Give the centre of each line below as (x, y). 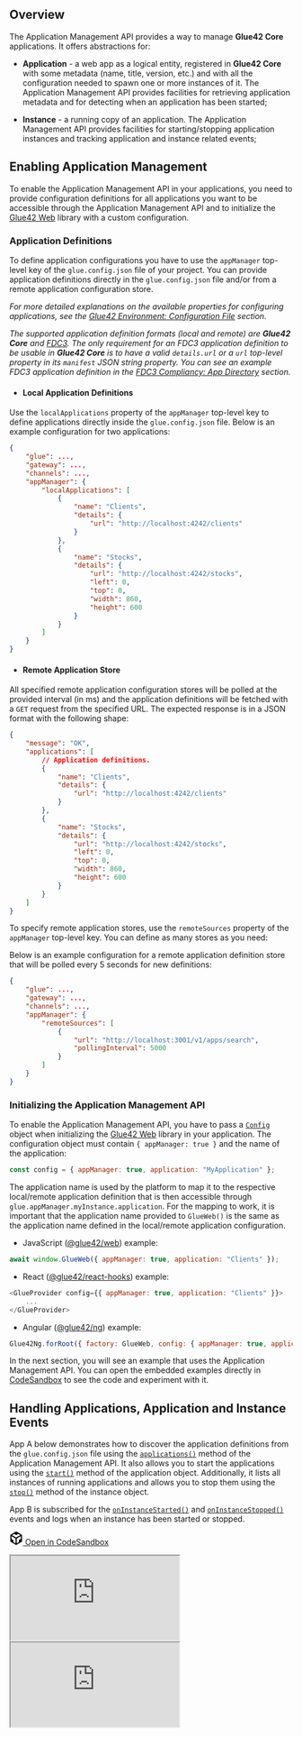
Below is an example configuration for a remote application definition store (147, 955)
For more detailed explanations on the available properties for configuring (147, 306)
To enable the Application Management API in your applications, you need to (151, 188)
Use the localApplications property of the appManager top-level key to (139, 413)
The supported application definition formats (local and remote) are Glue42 (150, 334)
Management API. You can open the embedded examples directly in (135, 1370)
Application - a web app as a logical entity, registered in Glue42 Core (151, 63)
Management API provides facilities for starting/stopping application (148, 129)
